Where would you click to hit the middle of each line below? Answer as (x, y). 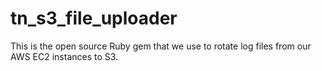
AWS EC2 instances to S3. (64, 56)
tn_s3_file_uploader (94, 18)
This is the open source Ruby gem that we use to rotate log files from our (161, 46)
